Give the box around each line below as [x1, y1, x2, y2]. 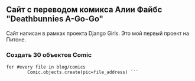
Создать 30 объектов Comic [6, 50, 92, 59]
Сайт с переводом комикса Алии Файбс [6, 5, 162, 15]
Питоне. [6, 35, 27, 43]
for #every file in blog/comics [6, 64, 86, 70]
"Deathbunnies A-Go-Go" [6, 14, 103, 24]
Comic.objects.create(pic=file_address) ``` [27, 69, 139, 76]
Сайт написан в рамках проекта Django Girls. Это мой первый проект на [6, 30, 189, 37]
